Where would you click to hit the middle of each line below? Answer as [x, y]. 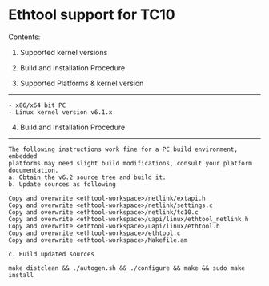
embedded [23, 156]
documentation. [34, 170]
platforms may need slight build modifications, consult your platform [130, 163]
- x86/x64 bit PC [37, 105]
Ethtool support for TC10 [92, 15]
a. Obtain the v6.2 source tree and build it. [87, 177]
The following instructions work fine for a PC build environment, [123, 149]
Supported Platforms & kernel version [82, 83]
